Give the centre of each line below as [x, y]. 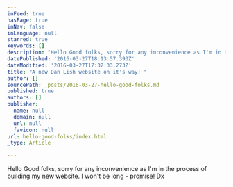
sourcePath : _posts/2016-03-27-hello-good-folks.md [83, 85]
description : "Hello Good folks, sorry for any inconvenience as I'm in [114, 53]
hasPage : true [28, 20]
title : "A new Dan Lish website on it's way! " [77, 72]
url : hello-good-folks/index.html [57, 136]
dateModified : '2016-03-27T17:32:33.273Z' [69, 65]
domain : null [32, 117]
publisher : [23, 104]
